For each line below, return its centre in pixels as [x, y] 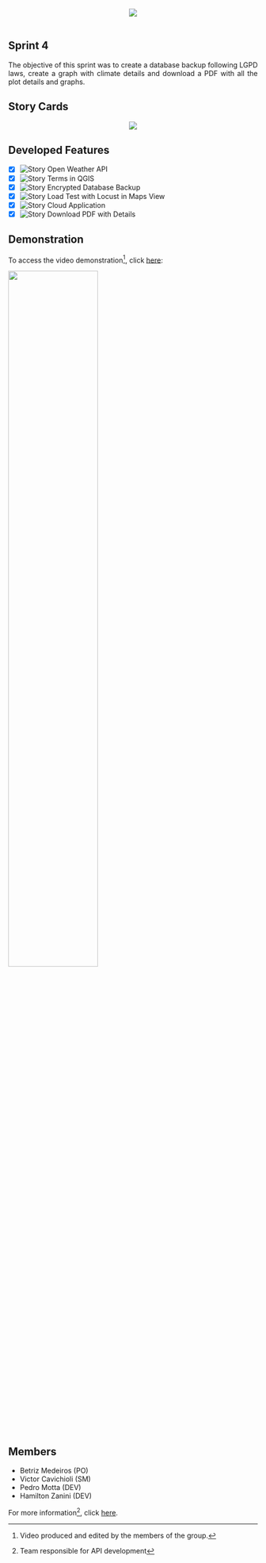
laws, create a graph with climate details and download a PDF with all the [133, 73]
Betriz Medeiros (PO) [54, 1471]
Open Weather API [78, 169]
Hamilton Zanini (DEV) [56, 1496]
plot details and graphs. [47, 82]
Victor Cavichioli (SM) [55, 1479]
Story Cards [38, 107]
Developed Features [59, 150]
